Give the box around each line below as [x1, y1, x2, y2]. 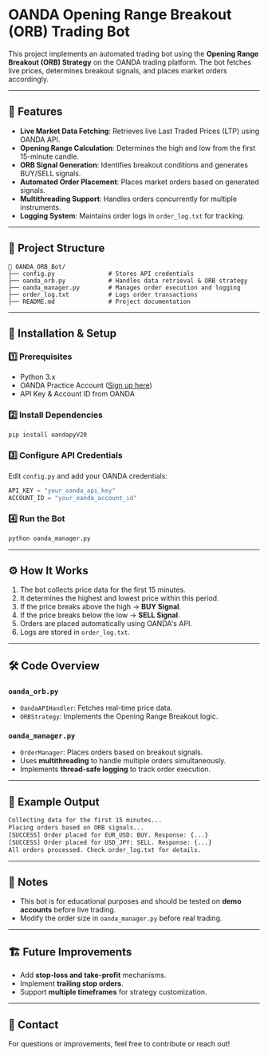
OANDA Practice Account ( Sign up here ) [19, 380, 153, 390]
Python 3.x [19, 372, 56, 382]
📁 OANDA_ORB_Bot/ [8, 262, 66, 270]
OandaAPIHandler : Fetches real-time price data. [19, 703, 173, 713]
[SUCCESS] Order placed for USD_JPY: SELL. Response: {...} [8, 838, 213, 846]
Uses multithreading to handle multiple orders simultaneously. [19, 756, 227, 766]
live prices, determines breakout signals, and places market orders [8, 65, 227, 75]
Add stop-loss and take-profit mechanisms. [19, 971, 167, 980]
